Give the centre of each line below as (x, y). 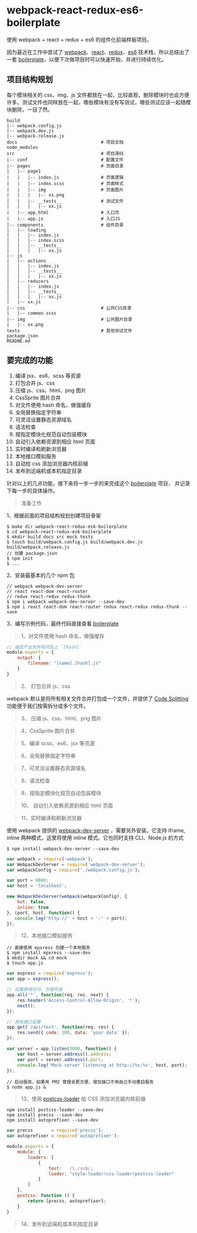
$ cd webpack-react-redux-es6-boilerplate (59, 532)
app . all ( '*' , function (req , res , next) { (58, 995)
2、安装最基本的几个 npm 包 (41, 575)
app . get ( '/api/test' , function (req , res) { (61, 1027)
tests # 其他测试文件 (70, 331)
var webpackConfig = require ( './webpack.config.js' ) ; (74, 870)
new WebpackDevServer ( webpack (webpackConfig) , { (67, 897)
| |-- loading (26, 230)
